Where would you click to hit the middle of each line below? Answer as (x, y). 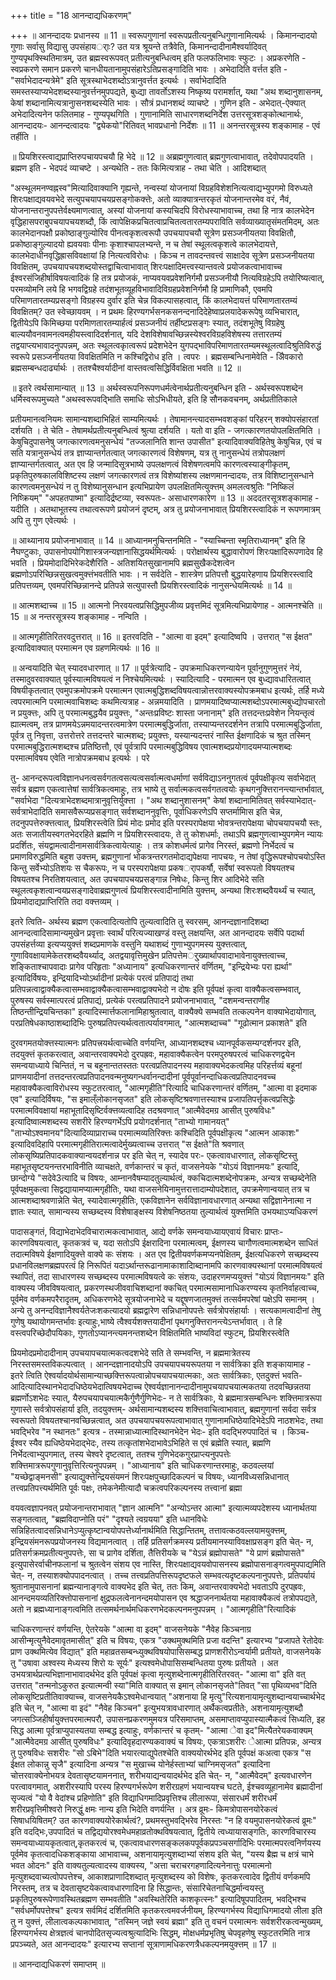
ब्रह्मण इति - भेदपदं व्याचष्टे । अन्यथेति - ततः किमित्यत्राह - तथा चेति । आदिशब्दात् (138, 168)
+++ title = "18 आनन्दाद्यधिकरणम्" (71, 15)
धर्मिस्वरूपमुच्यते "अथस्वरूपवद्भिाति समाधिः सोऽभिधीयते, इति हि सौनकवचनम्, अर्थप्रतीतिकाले (154, 399)
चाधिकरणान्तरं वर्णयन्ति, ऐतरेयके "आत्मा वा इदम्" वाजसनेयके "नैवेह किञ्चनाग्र (131, 1629)
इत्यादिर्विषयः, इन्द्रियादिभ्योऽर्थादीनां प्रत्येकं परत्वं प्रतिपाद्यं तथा (102, 978)
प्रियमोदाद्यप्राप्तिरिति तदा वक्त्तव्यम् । (65, 901)
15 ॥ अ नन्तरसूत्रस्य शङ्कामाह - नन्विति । (79, 616)
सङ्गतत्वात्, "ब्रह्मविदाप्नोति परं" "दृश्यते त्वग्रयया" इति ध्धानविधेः (109, 1519)
